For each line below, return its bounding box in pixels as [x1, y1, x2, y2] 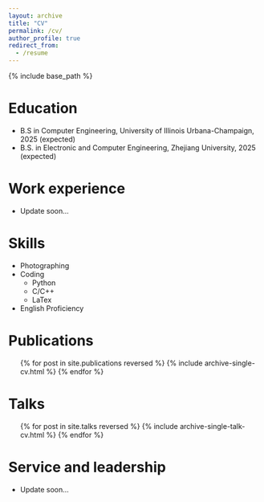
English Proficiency [19, 303, 84, 313]
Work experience [8, 180, 126, 198]
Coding [19, 269, 45, 279]
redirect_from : [8, 42, 59, 50]
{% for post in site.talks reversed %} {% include [19, 421, 179, 431]
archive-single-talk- [179, 421, 246, 431]
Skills [8, 235, 46, 253]
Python [31, 278, 56, 288]
